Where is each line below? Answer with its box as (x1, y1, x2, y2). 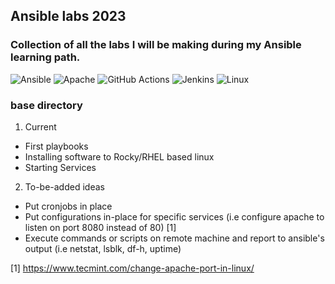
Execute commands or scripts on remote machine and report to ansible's (24, 232, 325, 244)
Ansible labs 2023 (10, 8, 127, 25)
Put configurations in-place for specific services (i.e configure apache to (24, 210, 325, 223)
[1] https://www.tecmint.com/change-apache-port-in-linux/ (10, 262, 255, 274)
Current (24, 120, 57, 133)
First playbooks (24, 140, 89, 152)
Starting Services (24, 161, 97, 173)
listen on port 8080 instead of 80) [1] (24, 221, 177, 233)
